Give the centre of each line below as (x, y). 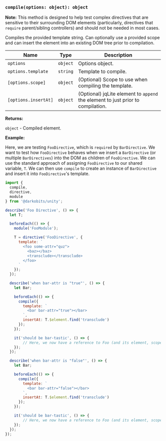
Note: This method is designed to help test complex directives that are (77, 17)
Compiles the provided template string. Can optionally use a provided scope (83, 38)
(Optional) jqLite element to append (118, 94)
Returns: (14, 119)
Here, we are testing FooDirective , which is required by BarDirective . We (80, 147)
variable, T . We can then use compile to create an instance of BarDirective (81, 169)
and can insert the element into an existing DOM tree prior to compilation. (80, 43)
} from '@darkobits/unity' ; (34, 201)
